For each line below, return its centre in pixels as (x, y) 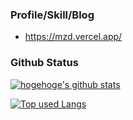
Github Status (44, 63)
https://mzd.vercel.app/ (73, 37)
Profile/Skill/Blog (52, 15)
